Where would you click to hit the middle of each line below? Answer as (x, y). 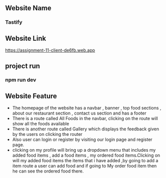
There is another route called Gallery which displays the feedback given (86, 129)
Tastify (14, 22)
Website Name (28, 8)
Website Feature (31, 96)
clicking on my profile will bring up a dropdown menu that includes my (84, 150)
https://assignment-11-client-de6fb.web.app (50, 50)
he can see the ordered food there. (48, 171)
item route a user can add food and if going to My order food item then (84, 166)
